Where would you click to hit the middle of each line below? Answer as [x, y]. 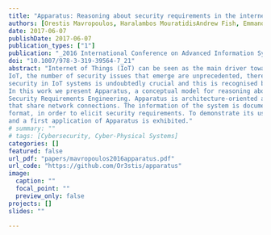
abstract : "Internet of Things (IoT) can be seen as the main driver [128, 69]
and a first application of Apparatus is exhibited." [101, 121]
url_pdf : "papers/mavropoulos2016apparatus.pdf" [92, 158]
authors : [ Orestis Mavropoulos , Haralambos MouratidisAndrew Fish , [124, 23]
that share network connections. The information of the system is [124, 106]
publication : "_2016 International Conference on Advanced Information [131, 53]
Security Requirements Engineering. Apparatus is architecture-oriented [133, 99]
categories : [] [34, 143]
